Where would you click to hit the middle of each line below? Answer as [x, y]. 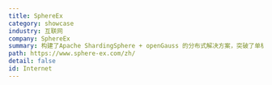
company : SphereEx [39, 38]
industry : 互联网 [36, 31]
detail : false [32, 62]
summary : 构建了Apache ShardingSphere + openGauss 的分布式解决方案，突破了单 [135, 46]
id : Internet [30, 69]
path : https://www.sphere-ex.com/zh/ [72, 53]
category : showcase [41, 23]
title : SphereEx [36, 16]
